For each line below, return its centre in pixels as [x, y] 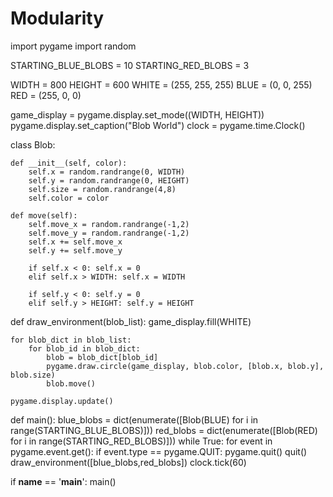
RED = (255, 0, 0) [46, 95]
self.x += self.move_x [75, 242]
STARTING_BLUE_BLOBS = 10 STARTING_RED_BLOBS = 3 [130, 65]
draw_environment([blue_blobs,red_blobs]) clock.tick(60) [128, 462]
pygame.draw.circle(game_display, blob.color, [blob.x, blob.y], [185, 366]
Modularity [57, 18]
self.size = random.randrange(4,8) [102, 189]
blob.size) [33, 375]
